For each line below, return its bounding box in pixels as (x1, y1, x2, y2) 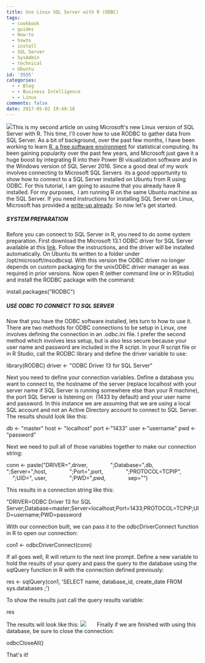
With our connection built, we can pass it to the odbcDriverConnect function (6, 523, 199, 530)
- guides (12, 26, 34, 32)
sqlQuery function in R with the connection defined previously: (6, 566, 164, 574)
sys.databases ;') (6, 585, 50, 592)
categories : (6, 77, 37, 83)
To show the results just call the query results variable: (6, 596, 144, 604)
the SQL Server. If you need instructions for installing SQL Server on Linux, (6, 195, 195, 202)
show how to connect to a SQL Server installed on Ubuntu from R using (6, 175, 186, 182)
